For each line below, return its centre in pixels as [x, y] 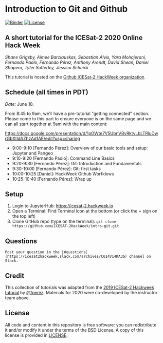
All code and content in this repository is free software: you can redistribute [81, 324]
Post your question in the [32, 252]
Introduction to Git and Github [66, 9]
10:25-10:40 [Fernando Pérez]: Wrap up [52, 179]
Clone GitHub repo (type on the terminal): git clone [64, 221]
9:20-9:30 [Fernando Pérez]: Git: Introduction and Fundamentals [77, 163]
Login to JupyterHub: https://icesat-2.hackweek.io [63, 206]
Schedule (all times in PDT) [47, 92]
